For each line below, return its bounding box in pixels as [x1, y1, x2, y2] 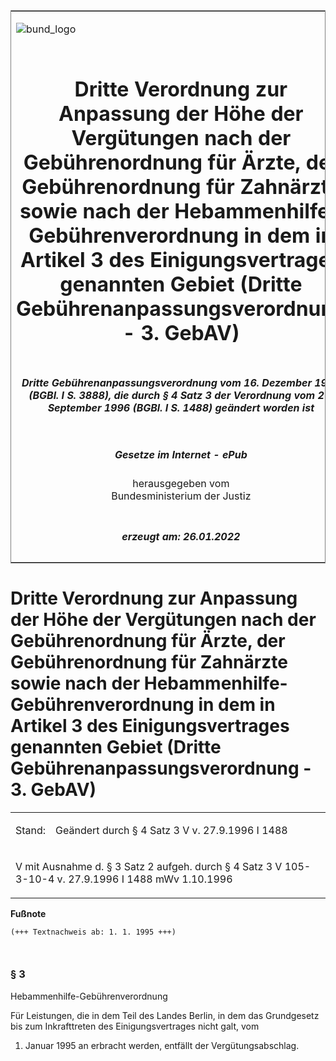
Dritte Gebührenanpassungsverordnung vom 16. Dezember [21, 375, 312, 389]
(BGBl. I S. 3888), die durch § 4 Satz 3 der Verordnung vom [28, 388, 316, 402]
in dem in [198, 693, 276, 716]
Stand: [15, 823, 47, 837]
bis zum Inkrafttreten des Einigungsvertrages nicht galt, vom [10, 1020, 260, 1032]
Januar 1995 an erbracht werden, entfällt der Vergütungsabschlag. [24, 1039, 300, 1051]
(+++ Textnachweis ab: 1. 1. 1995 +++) [10, 927, 177, 937]
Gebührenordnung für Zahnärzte [10, 650, 288, 673]
